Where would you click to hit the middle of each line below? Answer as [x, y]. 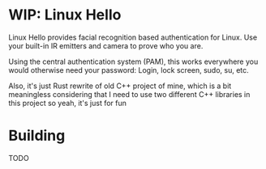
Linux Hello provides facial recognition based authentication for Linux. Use [133, 37]
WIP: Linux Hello [65, 15]
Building [37, 136]
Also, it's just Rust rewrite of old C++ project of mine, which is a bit [120, 86]
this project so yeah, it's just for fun [68, 103]
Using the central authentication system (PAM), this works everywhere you [133, 61]
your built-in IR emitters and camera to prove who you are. [106, 45]
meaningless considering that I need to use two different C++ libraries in [129, 94]
